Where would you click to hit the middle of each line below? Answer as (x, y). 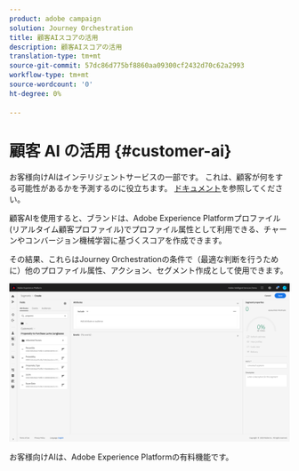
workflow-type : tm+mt (49, 76)
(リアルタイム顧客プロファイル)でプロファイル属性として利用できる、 (137, 229)
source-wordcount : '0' (51, 84)
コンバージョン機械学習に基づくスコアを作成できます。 (125, 241)
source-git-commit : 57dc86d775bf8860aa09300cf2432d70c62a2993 (127, 66)
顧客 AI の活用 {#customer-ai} (121, 151)
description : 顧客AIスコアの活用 (66, 47)
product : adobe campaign (55, 19)
